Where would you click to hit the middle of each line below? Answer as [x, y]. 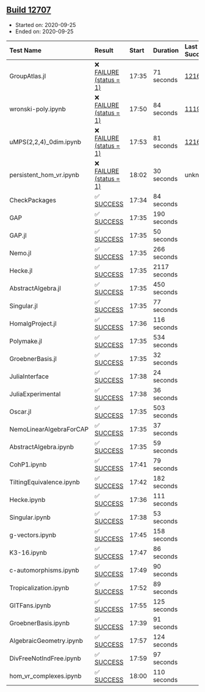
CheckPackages [33, 200]
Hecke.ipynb [27, 500]
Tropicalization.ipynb [39, 588]
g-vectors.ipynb [33, 534]
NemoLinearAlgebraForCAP [49, 429]
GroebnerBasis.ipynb [40, 623]
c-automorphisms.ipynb [44, 570]
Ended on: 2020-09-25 [44, 31]
